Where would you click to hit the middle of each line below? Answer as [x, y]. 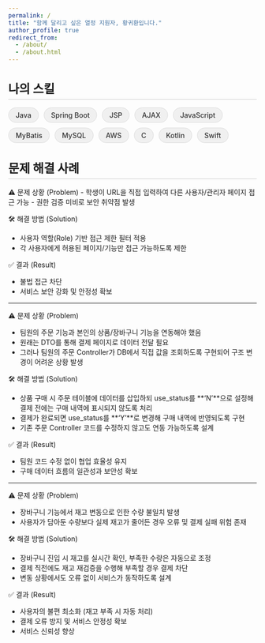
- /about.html [38, 52]
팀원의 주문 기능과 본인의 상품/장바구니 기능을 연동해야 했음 [110, 332]
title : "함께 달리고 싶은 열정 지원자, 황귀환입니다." [85, 23]
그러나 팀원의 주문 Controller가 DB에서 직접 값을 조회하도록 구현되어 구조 [132, 352]
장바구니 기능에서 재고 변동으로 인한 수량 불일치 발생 [99, 512]
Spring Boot [71, 115]
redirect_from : [33, 38]
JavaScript [198, 115]
